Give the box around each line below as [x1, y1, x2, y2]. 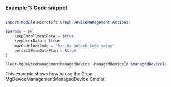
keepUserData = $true [14, 38, 60, 43]
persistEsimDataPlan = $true [14, 48, 76, 53]
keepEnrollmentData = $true [14, 34, 74, 39]
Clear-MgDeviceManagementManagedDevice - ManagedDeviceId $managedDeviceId [5, 62, 167, 67]
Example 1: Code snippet [5, 4, 68, 11]
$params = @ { [5, 29, 33, 34]
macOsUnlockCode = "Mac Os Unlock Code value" [14, 43, 115, 48]
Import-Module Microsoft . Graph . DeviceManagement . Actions [5, 20, 129, 25]
